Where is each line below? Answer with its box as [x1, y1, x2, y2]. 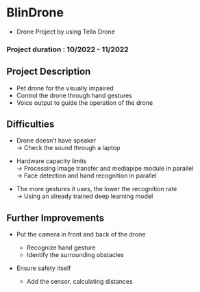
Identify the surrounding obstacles [26, 251, 124, 259]
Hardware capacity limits [16, 157, 87, 165]
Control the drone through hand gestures [16, 91, 133, 99]
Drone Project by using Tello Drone [16, 27, 116, 36]
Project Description [6, 66, 91, 77]
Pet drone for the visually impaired [16, 84, 114, 92]
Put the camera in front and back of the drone [16, 230, 146, 239]
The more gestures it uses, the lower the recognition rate [16, 185, 177, 193]
